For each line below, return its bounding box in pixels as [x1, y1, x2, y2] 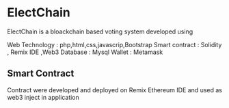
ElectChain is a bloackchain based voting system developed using [7, 27, 193, 36]
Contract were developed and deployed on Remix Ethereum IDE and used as [7, 85, 222, 94]
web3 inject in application [7, 93, 80, 101]
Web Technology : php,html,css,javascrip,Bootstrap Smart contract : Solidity [7, 40, 222, 49]
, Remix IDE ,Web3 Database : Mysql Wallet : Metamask [7, 48, 163, 56]
